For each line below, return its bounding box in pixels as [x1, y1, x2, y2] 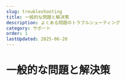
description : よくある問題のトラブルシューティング [6, 20, 121, 25]
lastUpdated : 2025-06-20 [6, 36, 68, 42]
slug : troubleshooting [6, 8, 62, 15]
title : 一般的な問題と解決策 [6, 14, 70, 20]
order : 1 [6, 31, 28, 37]
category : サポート [6, 25, 51, 31]
